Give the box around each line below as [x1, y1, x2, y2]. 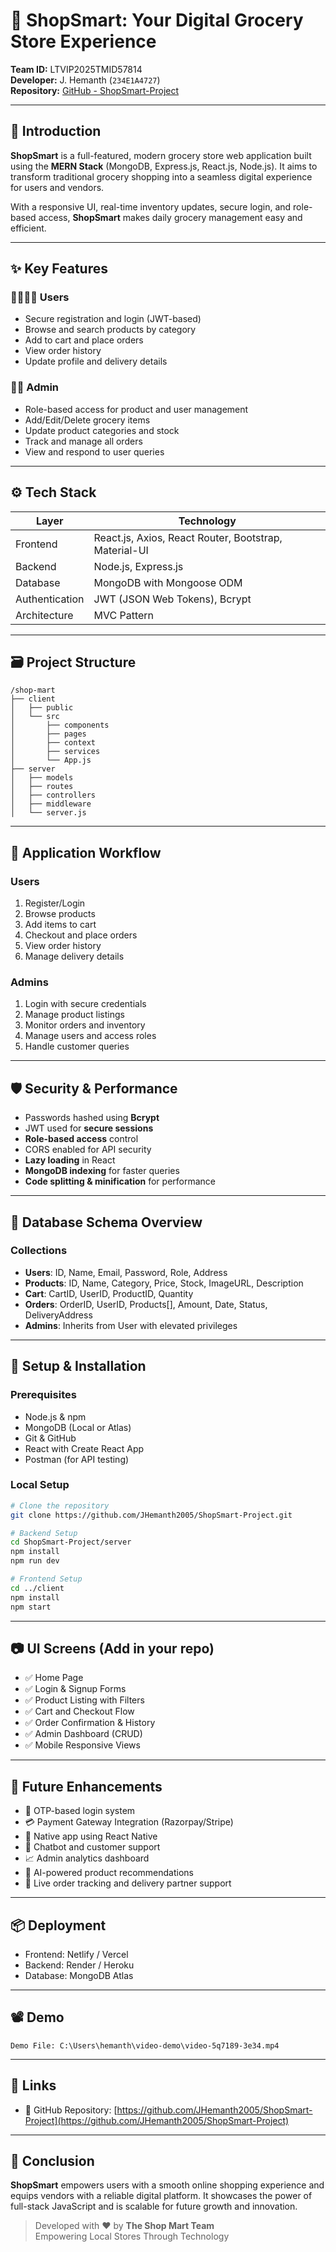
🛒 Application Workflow [10, 844, 162, 861]
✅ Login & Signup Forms [24, 1683, 127, 1695]
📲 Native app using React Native [24, 1830, 158, 1843]
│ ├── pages [10, 729, 87, 739]
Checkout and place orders [24, 929, 138, 941]
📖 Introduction [10, 123, 102, 140]
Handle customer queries [24, 1040, 130, 1053]
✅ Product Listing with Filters [24, 1694, 145, 1706]
